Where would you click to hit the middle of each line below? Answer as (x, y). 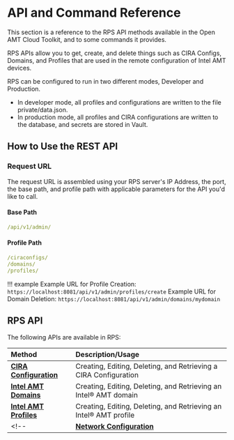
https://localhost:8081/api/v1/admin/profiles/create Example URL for (112, 291)
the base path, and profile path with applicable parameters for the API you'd (116, 189)
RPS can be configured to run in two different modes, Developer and (106, 81)
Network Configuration (115, 427)
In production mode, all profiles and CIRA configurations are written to (118, 117)
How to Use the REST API (63, 147)
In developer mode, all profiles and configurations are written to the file (119, 102)
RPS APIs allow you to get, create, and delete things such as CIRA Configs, (114, 53)
